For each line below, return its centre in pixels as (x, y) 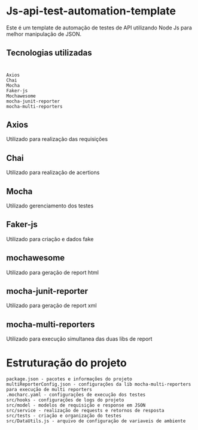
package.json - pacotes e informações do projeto (69, 379)
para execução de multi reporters (49, 390)
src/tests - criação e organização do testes (64, 416)
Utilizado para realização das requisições (57, 139)
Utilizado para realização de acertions (53, 173)
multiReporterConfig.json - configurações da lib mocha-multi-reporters (99, 384)
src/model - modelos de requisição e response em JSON (76, 405)
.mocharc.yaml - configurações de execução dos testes (76, 395)
